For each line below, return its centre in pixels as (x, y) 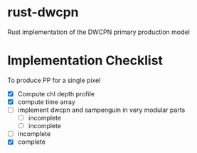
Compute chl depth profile (56, 93)
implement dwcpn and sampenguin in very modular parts (101, 110)
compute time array (47, 102)
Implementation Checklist (85, 61)
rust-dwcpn (43, 12)
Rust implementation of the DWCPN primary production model (98, 32)
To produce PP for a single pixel (54, 80)
